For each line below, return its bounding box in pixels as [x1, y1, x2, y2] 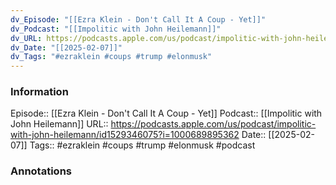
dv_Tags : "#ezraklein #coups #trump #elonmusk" [10, 52, 213, 62]
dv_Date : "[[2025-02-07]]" [10, 42, 123, 53]
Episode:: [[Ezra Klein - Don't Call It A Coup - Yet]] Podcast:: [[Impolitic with [10, 107, 323, 120]
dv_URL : [10, 33, 43, 43]
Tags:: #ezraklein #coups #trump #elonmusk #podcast [29, 139, 256, 151]
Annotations [10, 164, 72, 178]
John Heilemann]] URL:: [10, 118, 109, 130]
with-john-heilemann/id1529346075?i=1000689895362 [10, 129, 240, 141]
